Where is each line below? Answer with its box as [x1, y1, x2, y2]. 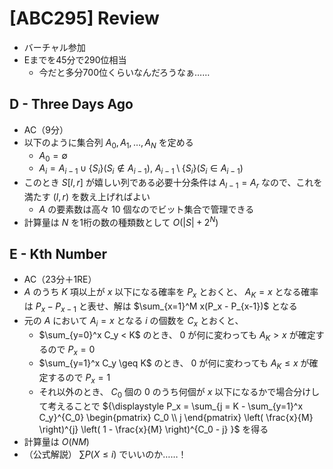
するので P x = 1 [47, 372, 111, 386]
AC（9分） [23, 123, 69, 136]
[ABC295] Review [9, 7, 160, 30]
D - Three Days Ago [9, 96, 134, 113]
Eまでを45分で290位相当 [23, 53, 127, 66]
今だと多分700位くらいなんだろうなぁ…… [38, 66, 211, 78]
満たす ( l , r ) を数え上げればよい [23, 190, 151, 202]
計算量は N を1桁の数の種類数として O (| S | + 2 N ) [23, 214, 219, 228]
